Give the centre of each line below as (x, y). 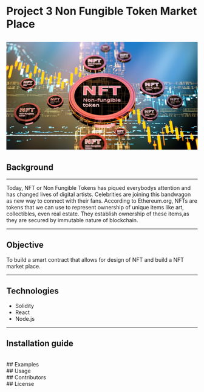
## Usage (19, 371)
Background (30, 168)
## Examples (23, 365)
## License (20, 384)
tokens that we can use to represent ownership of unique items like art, (95, 207)
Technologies (33, 291)
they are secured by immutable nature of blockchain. (72, 220)
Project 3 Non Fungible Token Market (102, 11)
